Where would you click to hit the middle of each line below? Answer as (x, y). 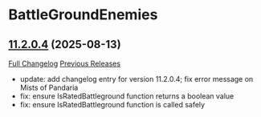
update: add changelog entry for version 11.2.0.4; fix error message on (137, 79)
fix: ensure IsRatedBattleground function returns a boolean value (127, 96)
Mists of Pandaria (49, 87)
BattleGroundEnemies (83, 15)
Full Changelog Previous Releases (65, 63)
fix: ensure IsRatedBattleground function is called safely (112, 105)
